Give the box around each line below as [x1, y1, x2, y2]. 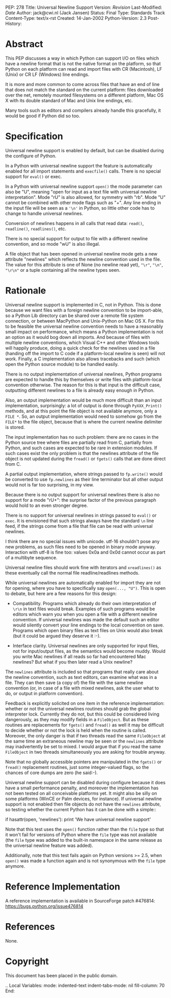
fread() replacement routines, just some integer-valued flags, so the [5, 764, 149, 770]
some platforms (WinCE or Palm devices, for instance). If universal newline [5, 795, 162, 802]
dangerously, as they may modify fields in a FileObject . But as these [5, 716, 149, 722]
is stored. [5, 424, 25, 430]
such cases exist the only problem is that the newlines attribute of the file [5, 450, 159, 456]
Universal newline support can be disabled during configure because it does [5, 779, 166, 785]
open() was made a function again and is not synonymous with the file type [5, 858, 166, 864]
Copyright [5, 955, 49, 967]
